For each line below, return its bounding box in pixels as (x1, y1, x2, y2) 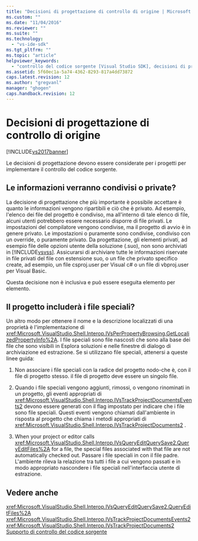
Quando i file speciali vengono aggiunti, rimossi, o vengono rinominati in (14, 384, 190, 391)
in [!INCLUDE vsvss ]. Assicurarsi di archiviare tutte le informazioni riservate (6, 248, 188, 255)
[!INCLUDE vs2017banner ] (6, 148, 69, 155)
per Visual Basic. (6, 267, 47, 274)
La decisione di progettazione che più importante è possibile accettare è (6, 198, 182, 205)
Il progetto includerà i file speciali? (6, 301, 136, 312)
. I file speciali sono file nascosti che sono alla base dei (57, 336, 190, 343)
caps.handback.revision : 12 (6, 91, 75, 97)
